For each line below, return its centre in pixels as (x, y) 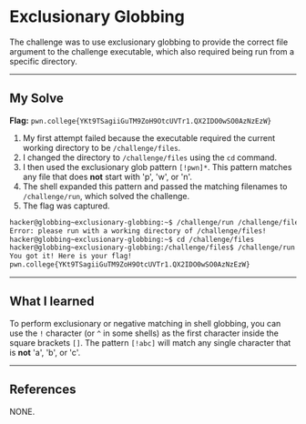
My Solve (36, 99)
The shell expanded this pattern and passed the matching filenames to (155, 186)
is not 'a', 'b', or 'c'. (45, 352)
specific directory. (43, 61)
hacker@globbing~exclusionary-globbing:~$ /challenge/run (122, 222)
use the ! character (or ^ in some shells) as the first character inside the (144, 333)
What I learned (52, 302)
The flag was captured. (66, 206)
